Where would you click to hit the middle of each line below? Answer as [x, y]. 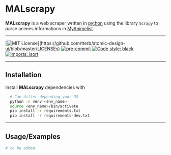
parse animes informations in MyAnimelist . [50, 28]
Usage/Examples [33, 136]
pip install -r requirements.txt [45, 111]
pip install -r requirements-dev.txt [50, 116]
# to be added [20, 148]
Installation [23, 75]
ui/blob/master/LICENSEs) [33, 49]
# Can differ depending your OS [44, 97]
